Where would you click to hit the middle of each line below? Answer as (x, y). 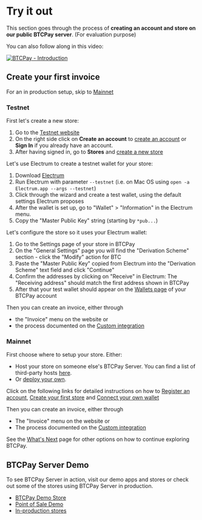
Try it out (29, 11)
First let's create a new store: (43, 121)
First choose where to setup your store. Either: (64, 355)
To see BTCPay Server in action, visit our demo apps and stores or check (98, 480)
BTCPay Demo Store (41, 498)
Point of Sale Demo (39, 504)
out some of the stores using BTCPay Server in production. (80, 486)
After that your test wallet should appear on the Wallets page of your (101, 289)
